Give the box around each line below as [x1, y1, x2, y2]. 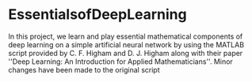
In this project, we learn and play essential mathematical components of [8, 32, 243, 41]
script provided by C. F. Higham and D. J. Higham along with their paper [8, 48, 243, 58]
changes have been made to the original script [8, 65, 160, 74]
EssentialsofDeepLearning [8, 6, 188, 24]
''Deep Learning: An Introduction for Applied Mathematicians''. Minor [8, 57, 234, 66]
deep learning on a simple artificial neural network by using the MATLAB [8, 39, 244, 49]
